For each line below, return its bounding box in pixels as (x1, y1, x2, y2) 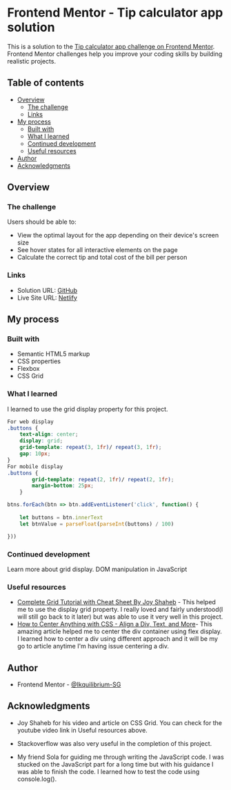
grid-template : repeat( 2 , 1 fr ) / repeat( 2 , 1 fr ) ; (32, 476, 174, 483)
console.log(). (17, 775, 57, 783)
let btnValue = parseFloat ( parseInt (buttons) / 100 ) (19, 520, 174, 528)
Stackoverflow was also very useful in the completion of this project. (17, 739, 212, 747)
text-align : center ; (19, 431, 79, 438)
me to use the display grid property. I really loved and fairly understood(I (17, 606, 223, 614)
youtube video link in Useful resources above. (17, 726, 148, 734)
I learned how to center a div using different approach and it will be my (17, 635, 219, 643)
